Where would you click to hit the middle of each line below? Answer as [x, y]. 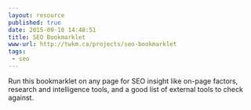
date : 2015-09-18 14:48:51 [52, 30]
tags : [17, 51]
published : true [35, 23]
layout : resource [36, 15]
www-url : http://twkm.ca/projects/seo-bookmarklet [93, 44]
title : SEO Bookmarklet [47, 37]
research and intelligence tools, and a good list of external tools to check [125, 89]
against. [21, 98]
